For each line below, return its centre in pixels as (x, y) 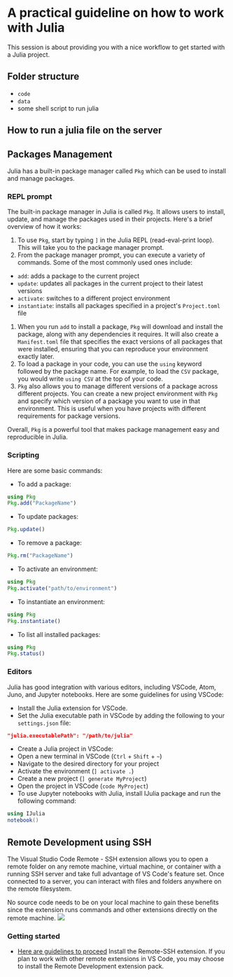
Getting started (34, 936)
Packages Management (60, 154)
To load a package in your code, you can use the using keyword (110, 364)
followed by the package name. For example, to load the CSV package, (118, 372)
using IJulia (26, 814)
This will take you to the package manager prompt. (91, 248)
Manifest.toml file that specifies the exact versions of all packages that (120, 342)
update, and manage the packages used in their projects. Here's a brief (110, 219)
